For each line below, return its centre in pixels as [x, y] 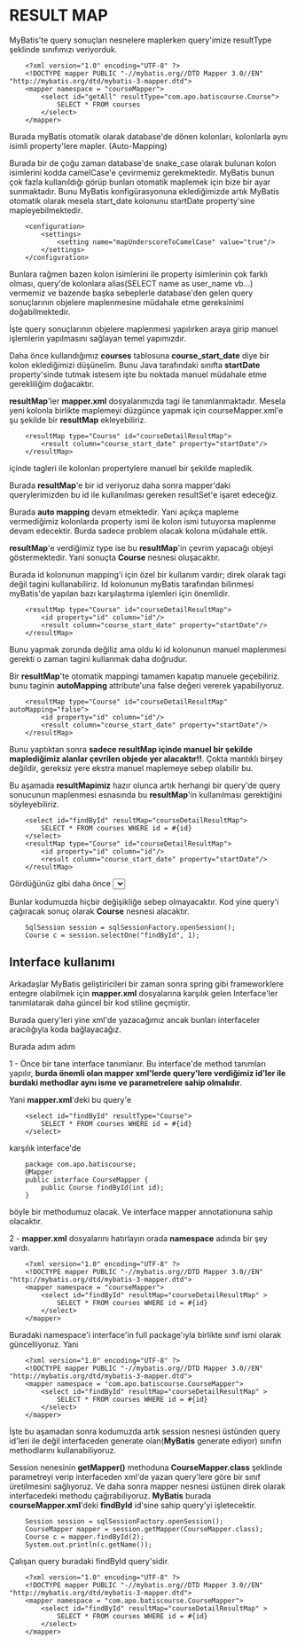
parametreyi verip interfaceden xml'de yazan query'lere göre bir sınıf [135, 1476]
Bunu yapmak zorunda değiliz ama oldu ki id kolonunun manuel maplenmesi [148, 649]
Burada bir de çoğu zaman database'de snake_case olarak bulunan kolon [143, 163]
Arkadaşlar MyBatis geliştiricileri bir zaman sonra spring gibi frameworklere [146, 984]
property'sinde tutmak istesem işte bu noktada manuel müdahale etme [138, 374]
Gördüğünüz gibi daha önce [60, 883]
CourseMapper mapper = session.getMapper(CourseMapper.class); [145, 1529]
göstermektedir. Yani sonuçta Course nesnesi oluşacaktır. [115, 557]
